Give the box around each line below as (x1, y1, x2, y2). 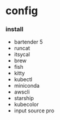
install (5, 25, 24, 34)
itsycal (14, 51, 31, 58)
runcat (14, 45, 31, 52)
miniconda (14, 82, 40, 89)
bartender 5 (14, 38, 43, 45)
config (5, 4, 38, 18)
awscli (14, 88, 30, 95)
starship (14, 95, 34, 102)
